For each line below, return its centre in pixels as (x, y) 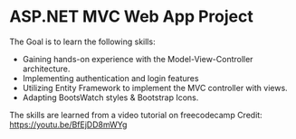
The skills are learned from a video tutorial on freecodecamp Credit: (136, 115)
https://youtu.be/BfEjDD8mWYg (68, 125)
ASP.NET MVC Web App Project (131, 17)
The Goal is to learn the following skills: (82, 42)
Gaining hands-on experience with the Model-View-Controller (138, 59)
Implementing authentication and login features (110, 78)
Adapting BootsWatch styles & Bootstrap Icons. (110, 97)
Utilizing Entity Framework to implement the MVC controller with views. (155, 88)
